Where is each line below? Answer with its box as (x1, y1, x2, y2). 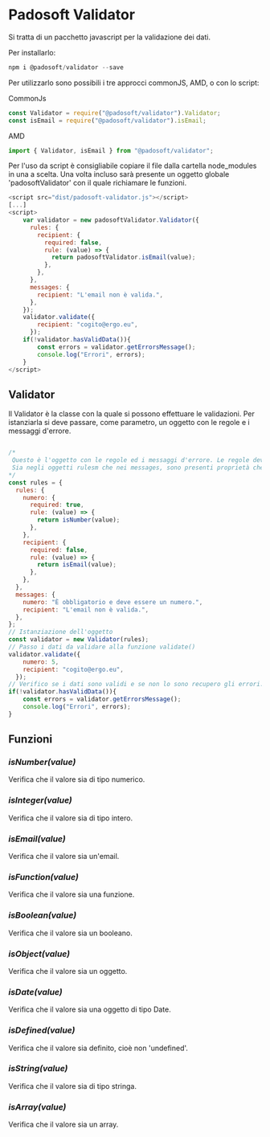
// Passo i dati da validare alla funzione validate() (8, 643, 196, 651)
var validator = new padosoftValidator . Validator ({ (22, 216, 199, 224)
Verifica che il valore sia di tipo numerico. (8, 775, 145, 784)
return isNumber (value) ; (37, 516, 121, 524)
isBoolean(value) (8, 910, 77, 921)
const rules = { (8, 478, 63, 487)
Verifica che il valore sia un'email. (8, 852, 120, 861)
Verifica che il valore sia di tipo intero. (8, 813, 133, 823)
